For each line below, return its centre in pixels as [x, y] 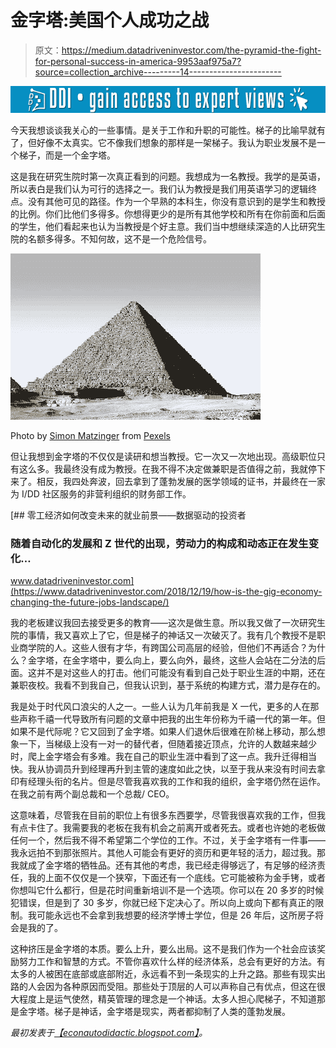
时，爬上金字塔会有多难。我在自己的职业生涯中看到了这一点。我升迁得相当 [163, 757]
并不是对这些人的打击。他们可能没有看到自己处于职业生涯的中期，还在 [181, 673]
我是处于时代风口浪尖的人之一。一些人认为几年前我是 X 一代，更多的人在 [160, 707]
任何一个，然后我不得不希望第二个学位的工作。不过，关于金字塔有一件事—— [168, 840]
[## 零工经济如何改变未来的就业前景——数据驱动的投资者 [128, 515]
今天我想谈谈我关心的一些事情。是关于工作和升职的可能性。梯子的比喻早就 [163, 130]
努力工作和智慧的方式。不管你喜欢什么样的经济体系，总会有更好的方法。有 [172, 962]
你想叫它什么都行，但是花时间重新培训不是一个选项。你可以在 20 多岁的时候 [167, 890]
